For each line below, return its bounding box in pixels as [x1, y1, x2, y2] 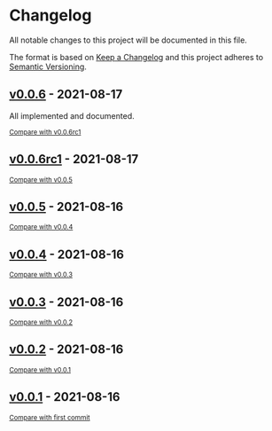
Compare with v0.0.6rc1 [9, 128, 82, 137]
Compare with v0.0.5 [9, 175, 73, 184]
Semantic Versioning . [9, 61, 87, 72]
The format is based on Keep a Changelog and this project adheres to [9, 51, 264, 62]
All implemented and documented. [9, 110, 135, 121]
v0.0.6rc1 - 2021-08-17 [9, 152, 139, 167]
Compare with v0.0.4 [9, 223, 74, 231]
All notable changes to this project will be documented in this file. [9, 35, 248, 45]
